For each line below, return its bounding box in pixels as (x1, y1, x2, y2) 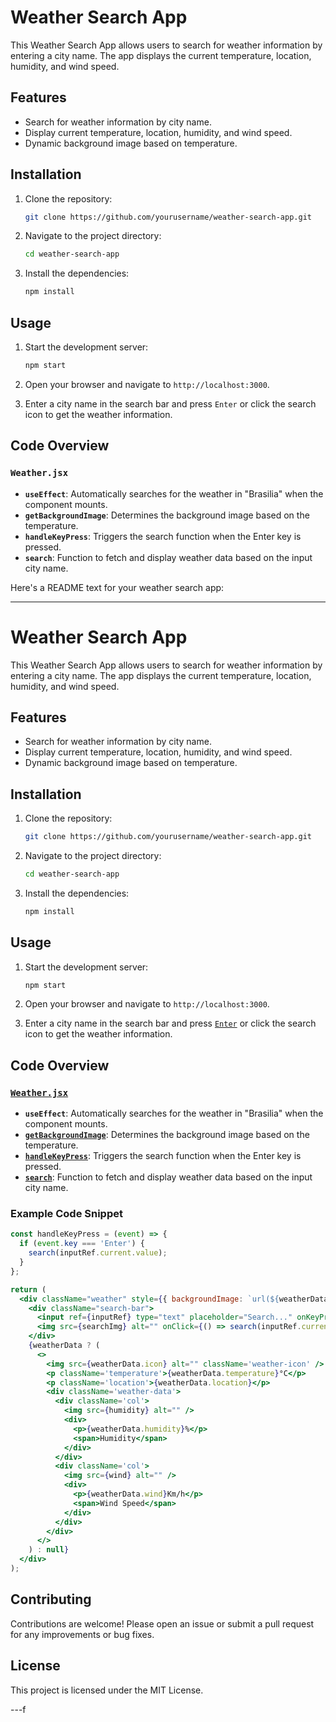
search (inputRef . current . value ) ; (28, 1248, 168, 1258)
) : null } (28, 1545, 70, 1555)
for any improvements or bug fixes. (10, 1628, 155, 1640)
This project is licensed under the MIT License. (10, 1684, 204, 1696)
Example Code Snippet (10, 1207, 123, 1221)
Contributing (10, 1591, 92, 1608)
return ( (10, 1284, 47, 1295)
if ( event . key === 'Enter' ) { (19, 1239, 145, 1249)
